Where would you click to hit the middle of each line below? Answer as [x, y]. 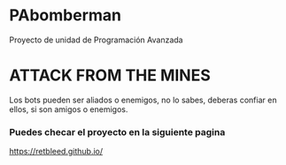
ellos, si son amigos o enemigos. [69, 109]
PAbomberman [66, 15]
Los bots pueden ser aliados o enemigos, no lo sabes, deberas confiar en [143, 100]
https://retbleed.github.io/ [56, 152]
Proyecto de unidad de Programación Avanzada [96, 40]
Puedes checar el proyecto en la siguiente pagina [117, 131]
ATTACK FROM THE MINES [110, 75]
